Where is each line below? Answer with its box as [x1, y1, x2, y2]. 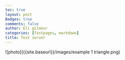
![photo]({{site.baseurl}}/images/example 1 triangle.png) [5, 48, 121, 55]
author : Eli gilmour [5, 26, 48, 31]
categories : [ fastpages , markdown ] [5, 30, 79, 35]
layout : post [5, 12, 32, 17]
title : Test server [5, 35, 46, 40]
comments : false [5, 21, 39, 26]
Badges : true [5, 16, 32, 21]
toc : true [5, 7, 26, 12]
